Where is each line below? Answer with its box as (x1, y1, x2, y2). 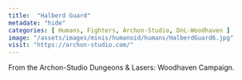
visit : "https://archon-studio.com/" (8, 41, 134, 49)
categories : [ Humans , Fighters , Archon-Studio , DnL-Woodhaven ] (8, 26, 230, 34)
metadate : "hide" (8, 19, 66, 27)
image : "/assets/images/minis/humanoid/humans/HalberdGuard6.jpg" (8, 33, 234, 42)
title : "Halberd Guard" (8, 11, 91, 20)
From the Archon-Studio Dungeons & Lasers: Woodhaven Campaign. (8, 63, 235, 72)
